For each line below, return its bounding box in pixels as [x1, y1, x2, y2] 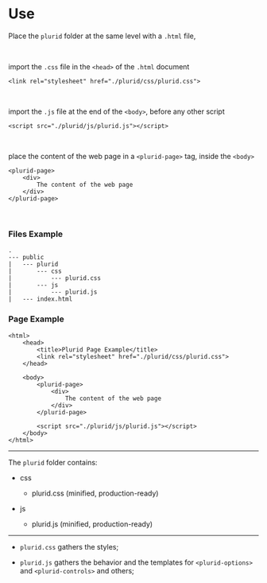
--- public [8, 254, 44, 262]
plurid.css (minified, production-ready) [31, 488, 159, 498]
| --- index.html [8, 295, 73, 303]
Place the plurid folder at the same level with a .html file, [8, 31, 196, 41]
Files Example [8, 228, 64, 239]
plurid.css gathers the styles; [19, 542, 119, 551]
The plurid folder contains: [8, 457, 98, 467]
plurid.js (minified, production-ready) [31, 519, 153, 529]
